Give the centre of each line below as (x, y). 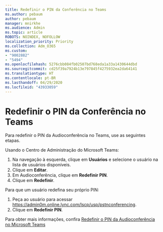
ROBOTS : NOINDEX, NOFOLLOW (33, 37)
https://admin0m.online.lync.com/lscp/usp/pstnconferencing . (74, 205)
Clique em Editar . (30, 170)
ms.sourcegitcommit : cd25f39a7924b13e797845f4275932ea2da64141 (71, 69)
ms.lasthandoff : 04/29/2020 (34, 82)
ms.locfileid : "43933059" (31, 87)
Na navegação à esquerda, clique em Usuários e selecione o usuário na (85, 159)
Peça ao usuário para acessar (42, 200)
